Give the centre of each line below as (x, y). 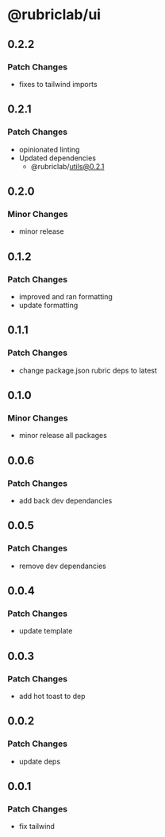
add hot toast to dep (52, 697)
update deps (40, 761)
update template (46, 631)
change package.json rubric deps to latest (88, 370)
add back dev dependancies (65, 501)
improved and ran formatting (65, 296)
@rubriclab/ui (54, 15)
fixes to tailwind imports (58, 84)
